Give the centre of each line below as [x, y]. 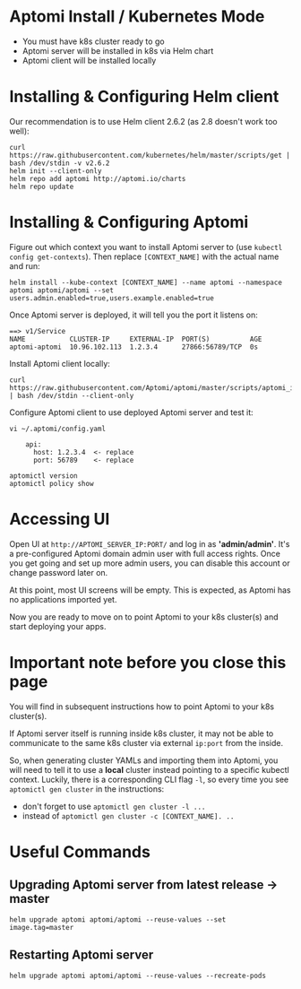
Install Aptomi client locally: [60, 363]
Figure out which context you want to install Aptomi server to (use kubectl [146, 247]
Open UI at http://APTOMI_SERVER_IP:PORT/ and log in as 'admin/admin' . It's [150, 543]
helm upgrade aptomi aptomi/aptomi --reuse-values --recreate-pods [138, 976]
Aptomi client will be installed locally [89, 60]
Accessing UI [60, 519]
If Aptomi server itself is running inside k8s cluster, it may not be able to [142, 733]
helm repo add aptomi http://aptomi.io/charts [98, 178]
